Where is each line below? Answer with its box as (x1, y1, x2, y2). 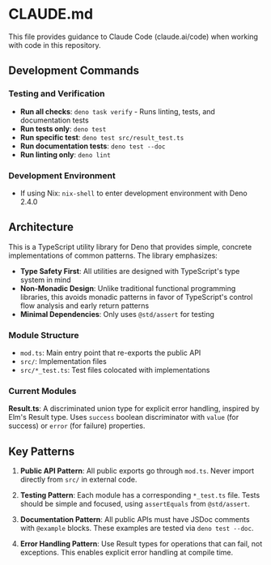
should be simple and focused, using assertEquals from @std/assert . (19, 499, 251, 509)
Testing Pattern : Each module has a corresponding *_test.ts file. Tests (19, 490, 260, 500)
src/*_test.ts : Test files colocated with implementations (19, 366, 210, 375)
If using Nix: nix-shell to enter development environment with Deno (19, 188, 248, 198)
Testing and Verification (8, 88, 105, 100)
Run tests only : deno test (19, 123, 107, 134)
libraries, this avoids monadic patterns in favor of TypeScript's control (19, 292, 253, 302)
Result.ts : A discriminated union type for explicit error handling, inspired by (8, 404, 260, 413)
